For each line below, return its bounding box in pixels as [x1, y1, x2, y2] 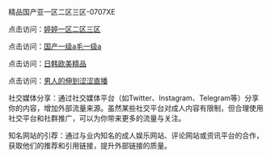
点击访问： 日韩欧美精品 [8, 59, 87, 68]
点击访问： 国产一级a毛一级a [8, 41, 102, 51]
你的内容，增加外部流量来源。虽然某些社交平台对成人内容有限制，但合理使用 [8, 104, 264, 113]
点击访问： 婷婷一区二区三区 [8, 24, 101, 34]
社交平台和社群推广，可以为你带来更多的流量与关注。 [8, 113, 186, 123]
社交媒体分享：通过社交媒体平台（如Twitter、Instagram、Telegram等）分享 [8, 93, 260, 103]
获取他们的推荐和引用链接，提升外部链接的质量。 [8, 141, 171, 150]
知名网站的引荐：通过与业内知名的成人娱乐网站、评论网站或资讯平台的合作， [8, 130, 264, 140]
